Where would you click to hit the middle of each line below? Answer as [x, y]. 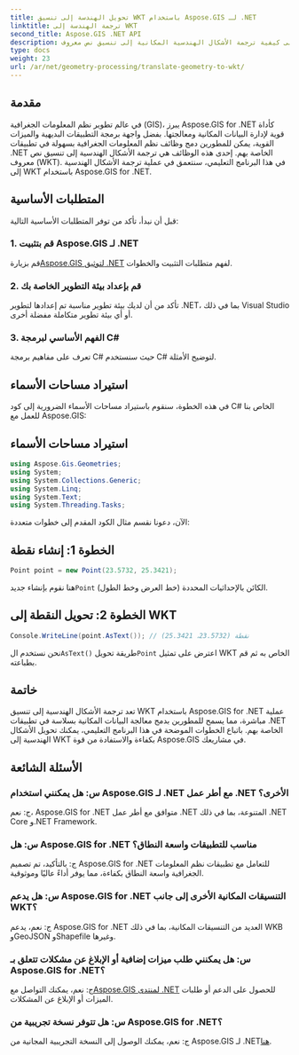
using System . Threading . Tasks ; [68, 505]
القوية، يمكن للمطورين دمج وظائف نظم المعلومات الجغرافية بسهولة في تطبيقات [142, 143]
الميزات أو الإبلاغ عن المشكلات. [62, 999]
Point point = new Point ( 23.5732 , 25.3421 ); [94, 571]
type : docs [30, 51]
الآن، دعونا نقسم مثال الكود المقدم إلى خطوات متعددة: [100, 522]
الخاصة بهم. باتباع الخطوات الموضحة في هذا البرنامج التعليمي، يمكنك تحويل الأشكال [146, 730]
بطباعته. [24, 662]
